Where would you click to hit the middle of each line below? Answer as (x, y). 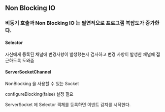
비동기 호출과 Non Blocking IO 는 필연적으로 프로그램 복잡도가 (75, 23)
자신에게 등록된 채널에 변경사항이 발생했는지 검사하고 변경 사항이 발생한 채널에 (80, 54)
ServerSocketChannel (28, 72)
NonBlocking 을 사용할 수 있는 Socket (42, 83)
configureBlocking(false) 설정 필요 (39, 94)
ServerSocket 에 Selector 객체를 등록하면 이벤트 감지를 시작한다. (68, 104)
